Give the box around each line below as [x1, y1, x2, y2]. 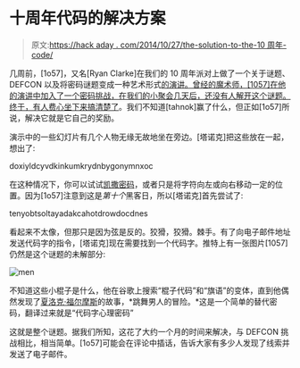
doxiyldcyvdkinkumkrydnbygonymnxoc [9, 160, 154, 171]
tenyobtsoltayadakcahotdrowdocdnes [9, 207, 149, 219]
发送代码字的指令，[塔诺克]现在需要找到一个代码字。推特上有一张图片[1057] [9, 238, 288, 248]
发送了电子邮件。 [9, 348, 72, 359]
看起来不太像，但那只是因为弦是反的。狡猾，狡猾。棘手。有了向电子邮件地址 [9, 226, 291, 237]
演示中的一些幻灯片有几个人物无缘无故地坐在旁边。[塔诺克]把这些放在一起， [9, 131, 289, 142]
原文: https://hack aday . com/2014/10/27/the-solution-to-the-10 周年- [30, 39, 287, 50]
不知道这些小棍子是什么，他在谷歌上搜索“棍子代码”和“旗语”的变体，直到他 [9, 285, 281, 296]
